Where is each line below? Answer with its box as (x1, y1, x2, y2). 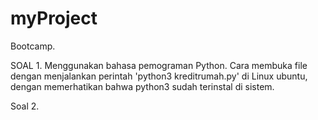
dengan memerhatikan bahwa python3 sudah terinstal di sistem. (10, 80, 275, 92)
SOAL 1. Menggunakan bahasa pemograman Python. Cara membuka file (10, 59, 308, 71)
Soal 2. (10, 100, 40, 112)
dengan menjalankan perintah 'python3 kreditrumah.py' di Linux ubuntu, (10, 70, 308, 82)
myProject (10, 7, 98, 30)
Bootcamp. (10, 40, 56, 52)
